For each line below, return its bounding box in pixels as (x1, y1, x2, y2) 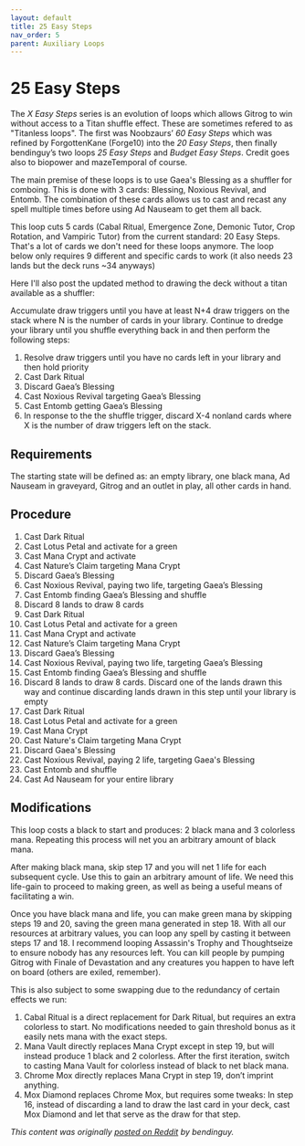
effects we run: (10, 994, 68, 1004)
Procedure (10, 507, 72, 522)
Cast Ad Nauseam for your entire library (23, 773, 174, 784)
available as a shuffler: (10, 288, 95, 299)
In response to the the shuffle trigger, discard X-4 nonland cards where (23, 410, 292, 421)
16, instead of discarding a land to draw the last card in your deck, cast (23, 1099, 290, 1109)
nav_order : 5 (10, 30, 60, 39)
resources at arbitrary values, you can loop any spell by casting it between (10, 928, 291, 939)
